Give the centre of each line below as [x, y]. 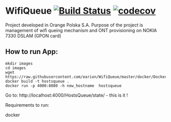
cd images [16, 68]
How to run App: [32, 52]
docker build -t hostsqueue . [37, 81]
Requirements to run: [27, 105]
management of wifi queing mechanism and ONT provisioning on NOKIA [81, 30]
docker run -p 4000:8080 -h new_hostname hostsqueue [64, 86]
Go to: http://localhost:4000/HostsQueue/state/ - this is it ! [67, 95]
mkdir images [19, 64]
